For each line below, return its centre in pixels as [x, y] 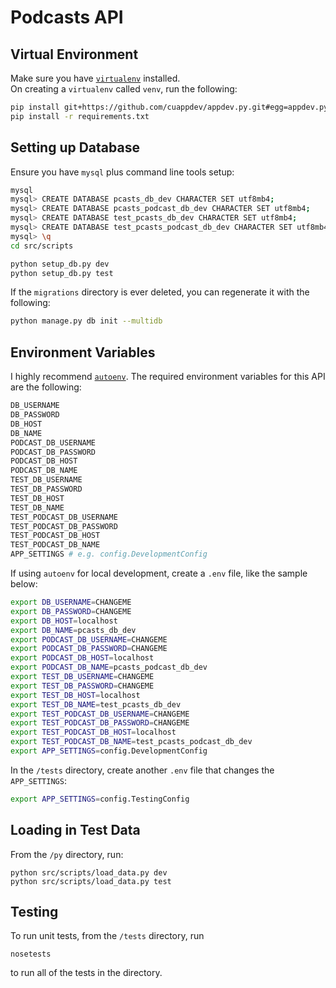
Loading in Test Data [75, 830]
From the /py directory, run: [67, 854]
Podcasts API [67, 17]
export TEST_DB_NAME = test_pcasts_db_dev [96, 704]
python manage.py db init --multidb [86, 321]
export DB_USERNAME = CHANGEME [71, 602]
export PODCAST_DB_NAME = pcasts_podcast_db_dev [109, 667]
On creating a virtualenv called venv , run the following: [124, 89]
